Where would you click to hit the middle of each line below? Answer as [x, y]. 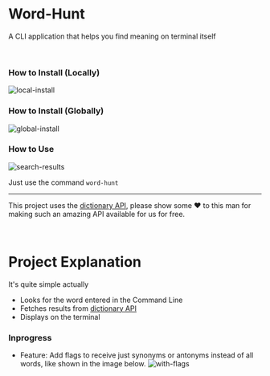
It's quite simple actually [49, 284]
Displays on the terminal [60, 317]
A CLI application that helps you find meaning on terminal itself [112, 36]
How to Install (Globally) [56, 111]
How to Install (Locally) [54, 72]
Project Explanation [75, 262]
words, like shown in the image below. [83, 364]
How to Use [31, 149]
